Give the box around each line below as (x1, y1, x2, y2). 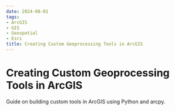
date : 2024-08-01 (6, 8, 49, 15)
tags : (6, 14, 19, 20)
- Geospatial (6, 30, 38, 36)
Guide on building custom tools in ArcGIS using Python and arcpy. (6, 98, 166, 105)
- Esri (6, 36, 22, 41)
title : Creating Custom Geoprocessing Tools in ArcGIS (6, 41, 143, 47)
